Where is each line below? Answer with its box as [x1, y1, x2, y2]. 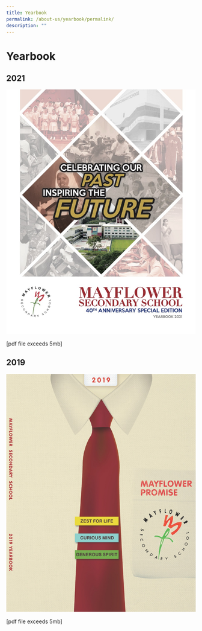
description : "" [6, 22, 47, 28]
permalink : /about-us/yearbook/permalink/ [6, 16, 114, 22]
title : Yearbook [6, 10, 47, 16]
